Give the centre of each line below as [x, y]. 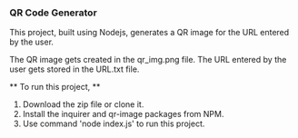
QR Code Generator [53, 13]
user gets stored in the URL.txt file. [74, 69]
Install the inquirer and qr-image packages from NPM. [123, 114]
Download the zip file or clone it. [83, 104]
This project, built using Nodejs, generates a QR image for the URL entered [149, 33]
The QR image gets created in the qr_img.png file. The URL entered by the [148, 60]
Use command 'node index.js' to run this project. [114, 123]
